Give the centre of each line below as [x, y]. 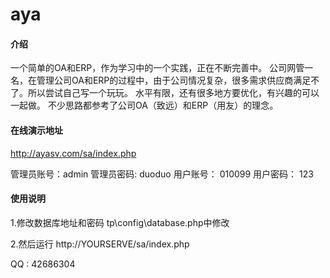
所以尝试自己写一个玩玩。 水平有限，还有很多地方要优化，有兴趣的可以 [173, 93]
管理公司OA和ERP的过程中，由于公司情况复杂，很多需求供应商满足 [174, 80]
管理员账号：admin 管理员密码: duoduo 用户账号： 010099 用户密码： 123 [162, 174]
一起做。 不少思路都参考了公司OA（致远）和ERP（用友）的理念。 [144, 105]
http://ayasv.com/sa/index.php [73, 153]
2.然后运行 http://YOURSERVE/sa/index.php [100, 244]
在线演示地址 [36, 130]
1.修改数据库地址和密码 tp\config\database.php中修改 [120, 222]
